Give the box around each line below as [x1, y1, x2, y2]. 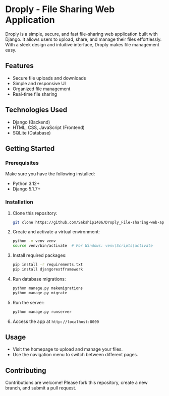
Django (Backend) [12, 119, 50, 125]
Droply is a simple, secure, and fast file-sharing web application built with [5, 31, 158, 37]
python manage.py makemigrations [12, 286, 83, 291]
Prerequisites [5, 159, 39, 166]
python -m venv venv [12, 238, 56, 244]
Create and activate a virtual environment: [12, 229, 100, 235]
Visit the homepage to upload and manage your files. [12, 346, 123, 352]
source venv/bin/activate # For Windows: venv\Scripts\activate [12, 243, 153, 248]
